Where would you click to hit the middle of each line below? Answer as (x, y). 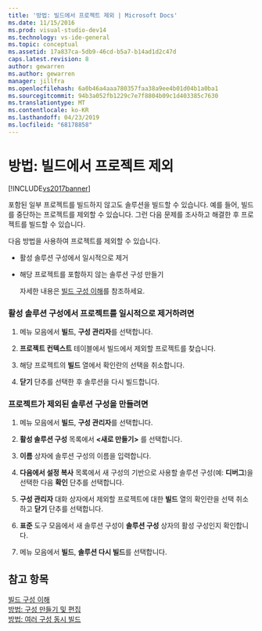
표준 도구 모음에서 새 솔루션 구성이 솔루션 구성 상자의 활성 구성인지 (120, 526)
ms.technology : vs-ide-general (59, 37)
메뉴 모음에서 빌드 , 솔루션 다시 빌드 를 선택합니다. (93, 552)
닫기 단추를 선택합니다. (69, 509)
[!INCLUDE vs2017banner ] (50, 188)
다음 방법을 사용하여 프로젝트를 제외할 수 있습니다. (84, 241)
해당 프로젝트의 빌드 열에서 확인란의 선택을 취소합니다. (102, 365)
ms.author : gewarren (42, 74)
